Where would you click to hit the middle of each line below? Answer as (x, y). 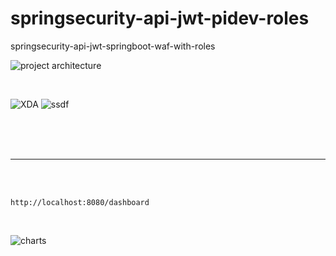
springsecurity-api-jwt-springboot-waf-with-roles (113, 46)
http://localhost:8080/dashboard (80, 202)
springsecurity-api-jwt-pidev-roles (160, 18)
